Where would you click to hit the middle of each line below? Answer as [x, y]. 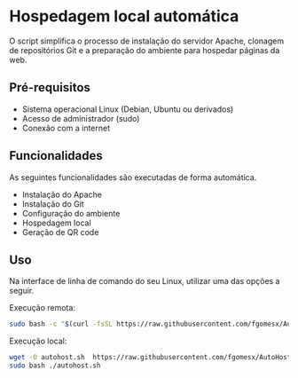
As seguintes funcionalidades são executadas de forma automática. [133, 177]
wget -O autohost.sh [47, 358]
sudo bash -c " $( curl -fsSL [61, 324]
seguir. [22, 291]
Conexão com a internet [66, 128]
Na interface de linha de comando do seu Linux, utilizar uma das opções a [145, 281]
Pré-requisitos [50, 87]
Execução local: [38, 341]
